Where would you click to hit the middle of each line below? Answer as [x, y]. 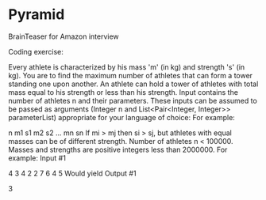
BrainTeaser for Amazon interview [64, 36]
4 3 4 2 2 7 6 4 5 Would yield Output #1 [72, 173]
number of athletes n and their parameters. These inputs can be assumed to [133, 100]
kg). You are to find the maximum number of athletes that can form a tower [130, 75]
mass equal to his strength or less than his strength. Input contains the [123, 92]
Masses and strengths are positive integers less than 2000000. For [118, 149]
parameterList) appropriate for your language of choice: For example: [122, 117]
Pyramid [37, 15]
